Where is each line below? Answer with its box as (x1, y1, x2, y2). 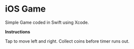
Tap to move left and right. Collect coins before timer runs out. (5, 38, 130, 44)
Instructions (5, 29, 31, 34)
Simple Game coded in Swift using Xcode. (5, 19, 89, 25)
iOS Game (5, 3, 46, 15)
